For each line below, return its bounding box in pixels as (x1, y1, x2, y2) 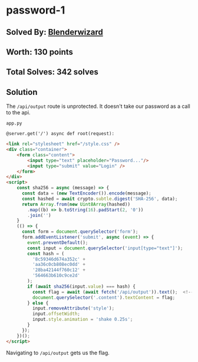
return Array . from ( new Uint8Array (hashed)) (21, 201, 131, 207)
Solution (6, 87, 38, 97)
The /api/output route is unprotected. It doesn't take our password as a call (6, 103, 190, 110)
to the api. (6, 109, 31, 116)
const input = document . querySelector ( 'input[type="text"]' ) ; (27, 245, 183, 251)
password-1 (6, 4, 65, 17)
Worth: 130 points (6, 47, 74, 57)
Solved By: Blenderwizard (6, 27, 103, 37)
